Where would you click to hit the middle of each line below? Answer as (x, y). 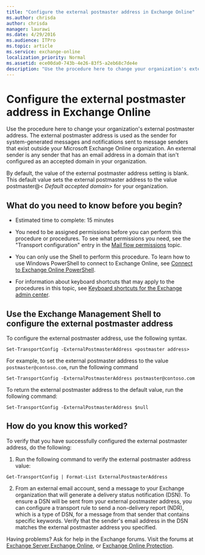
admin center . (32, 295)
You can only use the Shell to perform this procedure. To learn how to (103, 257)
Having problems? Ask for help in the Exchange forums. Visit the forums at (100, 539)
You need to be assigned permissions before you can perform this (98, 232)
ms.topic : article (30, 46)
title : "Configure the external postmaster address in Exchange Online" (101, 12)
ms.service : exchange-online (43, 52)
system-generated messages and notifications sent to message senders (97, 142)
